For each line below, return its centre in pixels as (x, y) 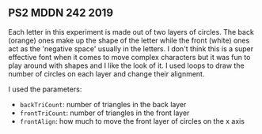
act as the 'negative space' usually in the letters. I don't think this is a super (131, 48)
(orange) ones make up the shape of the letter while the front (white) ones (129, 40)
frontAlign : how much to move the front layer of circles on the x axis (132, 121)
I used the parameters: (45, 89)
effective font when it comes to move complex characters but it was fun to (129, 57)
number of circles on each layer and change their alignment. (106, 73)
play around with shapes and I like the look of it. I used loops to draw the (126, 65)
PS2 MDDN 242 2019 (61, 13)
